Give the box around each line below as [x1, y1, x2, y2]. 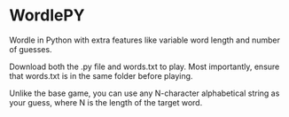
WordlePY [9, 5, 86, 26]
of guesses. [9, 43, 52, 54]
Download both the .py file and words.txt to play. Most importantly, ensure [9, 61, 280, 72]
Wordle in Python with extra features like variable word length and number [9, 35, 281, 45]
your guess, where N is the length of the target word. [9, 97, 203, 107]
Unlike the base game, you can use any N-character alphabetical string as [9, 88, 280, 98]
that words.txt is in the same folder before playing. [9, 70, 193, 81]
